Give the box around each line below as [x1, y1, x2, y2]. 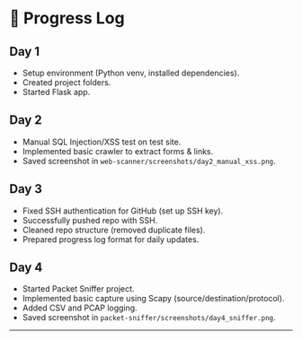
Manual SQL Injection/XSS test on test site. [22, 136, 182, 147]
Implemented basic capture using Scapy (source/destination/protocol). [22, 293, 285, 304]
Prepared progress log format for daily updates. [22, 233, 200, 245]
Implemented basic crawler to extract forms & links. [22, 145, 214, 156]
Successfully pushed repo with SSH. [22, 214, 158, 225]
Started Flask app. [22, 87, 91, 97]
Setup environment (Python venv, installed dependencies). [22, 67, 240, 78]
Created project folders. [22, 77, 111, 88]
